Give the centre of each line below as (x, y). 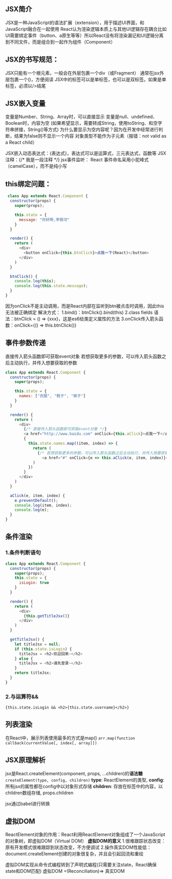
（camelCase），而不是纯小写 (36, 166)
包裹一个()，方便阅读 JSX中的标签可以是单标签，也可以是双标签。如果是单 (88, 79)
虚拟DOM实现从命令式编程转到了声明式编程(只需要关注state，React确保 (81, 865)
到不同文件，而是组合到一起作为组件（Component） (60, 42)
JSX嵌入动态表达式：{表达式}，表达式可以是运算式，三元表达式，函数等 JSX (86, 154)
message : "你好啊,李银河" (44, 220)
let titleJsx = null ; (37, 644)
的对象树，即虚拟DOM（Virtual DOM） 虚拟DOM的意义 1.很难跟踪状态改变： (86, 841)
